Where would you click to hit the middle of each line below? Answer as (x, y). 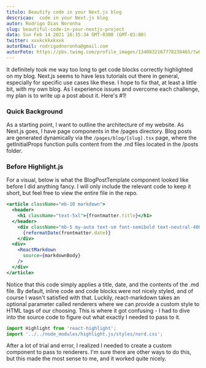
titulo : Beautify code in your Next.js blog (64, 12)
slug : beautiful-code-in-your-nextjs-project (65, 29)
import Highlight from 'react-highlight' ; (61, 328)
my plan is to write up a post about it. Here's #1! (67, 95)
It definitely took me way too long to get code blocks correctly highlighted (100, 69)
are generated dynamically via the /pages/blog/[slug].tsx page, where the (102, 138)
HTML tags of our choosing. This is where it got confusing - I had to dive (98, 310)
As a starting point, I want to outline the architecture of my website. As (95, 125)
